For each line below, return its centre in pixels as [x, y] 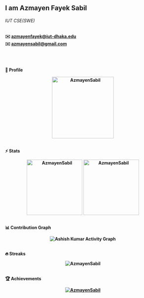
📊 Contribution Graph [28, 227]
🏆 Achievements [23, 278]
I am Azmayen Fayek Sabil [46, 8]
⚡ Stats [13, 151]
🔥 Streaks [15, 254]
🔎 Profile [14, 70]
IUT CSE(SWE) [20, 20]
